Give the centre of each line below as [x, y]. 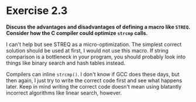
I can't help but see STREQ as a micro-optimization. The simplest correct [94, 44]
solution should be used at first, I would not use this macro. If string [87, 50]
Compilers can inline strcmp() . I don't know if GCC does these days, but [93, 74]
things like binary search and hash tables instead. [66, 63]
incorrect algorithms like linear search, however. [64, 93]
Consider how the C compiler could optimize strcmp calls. [77, 33]
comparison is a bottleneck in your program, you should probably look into [96, 57]
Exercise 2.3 [37, 11]
